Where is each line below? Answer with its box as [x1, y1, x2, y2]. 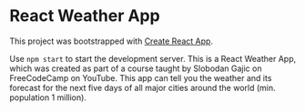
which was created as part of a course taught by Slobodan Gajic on [9, 63, 262, 74]
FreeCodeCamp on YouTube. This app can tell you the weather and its [9, 72, 272, 83]
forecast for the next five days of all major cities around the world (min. [9, 82, 276, 93]
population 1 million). [9, 92, 86, 103]
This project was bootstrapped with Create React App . [9, 36, 214, 46]
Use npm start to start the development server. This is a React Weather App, [9, 53, 297, 64]
